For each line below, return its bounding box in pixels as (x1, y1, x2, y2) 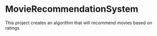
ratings (5, 25, 20, 31)
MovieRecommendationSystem (5, 3, 139, 15)
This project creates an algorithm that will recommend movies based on (5, 20, 153, 26)
